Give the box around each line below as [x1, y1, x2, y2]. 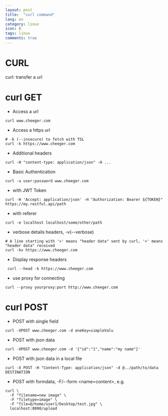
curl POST [5, 301, 49, 313]
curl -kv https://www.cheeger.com [5, 247, 78, 252]
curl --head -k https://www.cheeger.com [7, 266, 94, 271]
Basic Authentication [12, 169, 56, 175]
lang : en [5, 17, 24, 22]
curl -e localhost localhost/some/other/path [5, 220, 102, 225]
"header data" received [5, 243, 55, 248]
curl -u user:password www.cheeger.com [5, 178, 89, 183]
